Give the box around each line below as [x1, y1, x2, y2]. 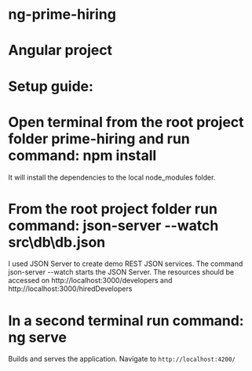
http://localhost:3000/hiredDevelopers [8, 284, 133, 293]
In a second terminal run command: [8, 311, 245, 329]
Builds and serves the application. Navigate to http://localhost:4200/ [8, 355, 236, 364]
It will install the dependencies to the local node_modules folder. [8, 173, 216, 182]
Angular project [8, 42, 112, 60]
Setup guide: [8, 77, 94, 95]
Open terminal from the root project [8, 113, 245, 131]
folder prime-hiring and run [8, 129, 190, 147]
